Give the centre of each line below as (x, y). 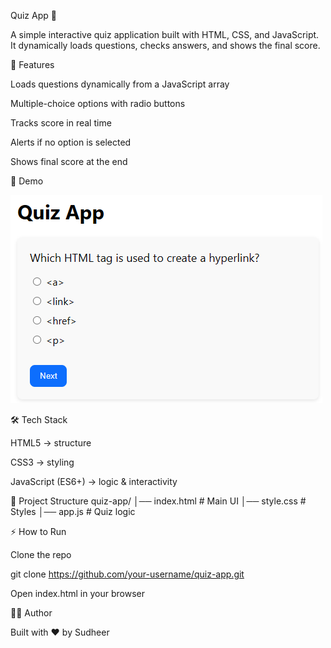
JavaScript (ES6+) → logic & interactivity (94, 481)
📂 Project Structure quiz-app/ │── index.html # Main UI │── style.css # (158, 501)
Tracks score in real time (61, 123)
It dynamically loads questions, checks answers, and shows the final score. (165, 45)
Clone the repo (41, 554)
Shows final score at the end (69, 161)
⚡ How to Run (38, 531)
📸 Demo (27, 181)
